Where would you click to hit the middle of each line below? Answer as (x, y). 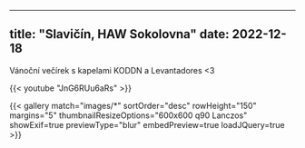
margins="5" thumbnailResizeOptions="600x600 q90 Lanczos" (128, 115)
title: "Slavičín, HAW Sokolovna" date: (119, 34)
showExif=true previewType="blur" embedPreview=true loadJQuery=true (147, 124)
